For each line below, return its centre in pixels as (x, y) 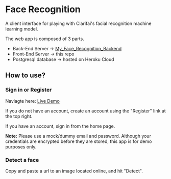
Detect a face (22, 160)
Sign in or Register (29, 90)
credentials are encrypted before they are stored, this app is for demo (79, 141)
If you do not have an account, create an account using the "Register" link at (86, 111)
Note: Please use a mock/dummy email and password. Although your (78, 136)
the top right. (19, 116)
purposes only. (21, 146)
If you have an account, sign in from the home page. (60, 126)
